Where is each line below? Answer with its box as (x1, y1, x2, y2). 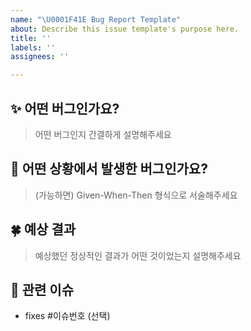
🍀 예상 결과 (10, 221, 77, 238)
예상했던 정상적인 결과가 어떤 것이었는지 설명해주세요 (34, 249, 242, 261)
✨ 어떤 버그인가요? (10, 100, 120, 117)
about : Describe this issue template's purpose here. (10, 24, 240, 34)
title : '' (10, 33, 52, 43)
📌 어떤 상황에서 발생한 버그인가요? (10, 161, 208, 178)
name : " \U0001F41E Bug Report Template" (10, 14, 182, 25)
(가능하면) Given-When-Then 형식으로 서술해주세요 (34, 189, 238, 201)
